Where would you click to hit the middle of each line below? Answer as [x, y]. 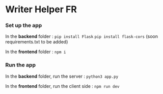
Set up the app [24, 26]
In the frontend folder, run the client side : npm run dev [62, 86]
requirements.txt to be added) [37, 42]
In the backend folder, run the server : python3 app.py [62, 76]
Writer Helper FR [41, 9]
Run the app [20, 65]
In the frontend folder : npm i [36, 52]
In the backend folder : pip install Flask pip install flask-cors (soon [82, 36]
